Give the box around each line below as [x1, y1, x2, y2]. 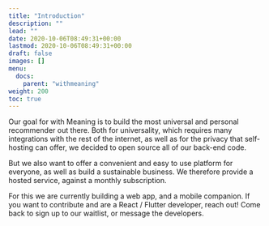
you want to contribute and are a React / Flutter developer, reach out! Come [8, 200, 261, 210]
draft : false [8, 49, 53, 58]
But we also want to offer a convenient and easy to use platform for [8, 159, 233, 168]
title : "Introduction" [8, 11, 85, 20]
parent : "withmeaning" [23, 79, 100, 87]
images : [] [8, 58, 45, 66]
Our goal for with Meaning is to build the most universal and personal [8, 117, 239, 126]
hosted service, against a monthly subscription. [8, 176, 168, 185]
